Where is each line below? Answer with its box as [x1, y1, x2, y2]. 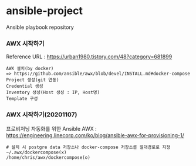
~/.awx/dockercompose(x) [6, 149, 67, 155]
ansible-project [6, 4, 83, 18]
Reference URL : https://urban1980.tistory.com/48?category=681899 [6, 53, 173, 60]
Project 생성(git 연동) [6, 77, 59, 83]
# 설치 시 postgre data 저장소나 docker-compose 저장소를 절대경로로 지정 [6, 144, 171, 150]
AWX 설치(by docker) [6, 66, 54, 72]
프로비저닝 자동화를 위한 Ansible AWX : [6, 125, 97, 132]
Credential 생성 [6, 84, 43, 89]
